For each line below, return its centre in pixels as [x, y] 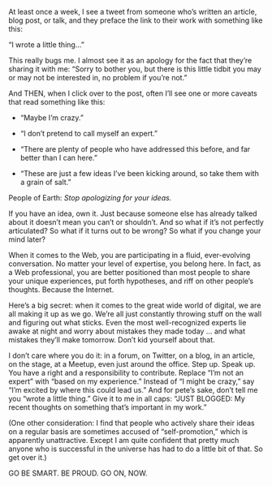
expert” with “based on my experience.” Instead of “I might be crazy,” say [132, 381]
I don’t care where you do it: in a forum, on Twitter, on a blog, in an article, [132, 355]
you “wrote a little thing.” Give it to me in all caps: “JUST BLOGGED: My [127, 398]
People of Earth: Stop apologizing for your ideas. [90, 198]
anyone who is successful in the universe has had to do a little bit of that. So [136, 449]
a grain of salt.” [45, 182]
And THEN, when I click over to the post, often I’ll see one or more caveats [133, 93]
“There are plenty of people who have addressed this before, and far [135, 149]
